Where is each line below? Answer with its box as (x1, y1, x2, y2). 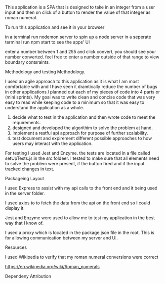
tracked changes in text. (5, 166, 54, 172)
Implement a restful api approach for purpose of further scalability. (12, 130, 148, 136)
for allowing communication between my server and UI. (5, 235, 118, 240)
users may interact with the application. (12, 141, 93, 146)
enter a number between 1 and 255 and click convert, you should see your (5, 49, 157, 54)
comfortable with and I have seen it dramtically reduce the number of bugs (5, 84, 158, 90)
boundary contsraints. (5, 59, 50, 65)
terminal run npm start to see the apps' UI (5, 39, 90, 45)
